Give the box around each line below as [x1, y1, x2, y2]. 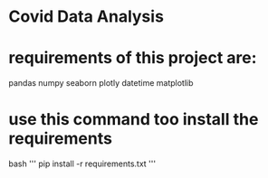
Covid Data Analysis [8, 6, 165, 27]
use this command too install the [8, 109, 259, 130]
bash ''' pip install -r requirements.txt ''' [8, 158, 156, 169]
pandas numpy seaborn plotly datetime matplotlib [8, 78, 194, 89]
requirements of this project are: [8, 48, 257, 69]
